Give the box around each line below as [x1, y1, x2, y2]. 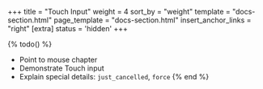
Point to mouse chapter [19, 55, 98, 64]
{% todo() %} [7, 39, 53, 49]
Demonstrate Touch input [19, 63, 104, 73]
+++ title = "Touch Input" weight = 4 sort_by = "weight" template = [7, 7, 231, 16]
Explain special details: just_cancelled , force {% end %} [19, 72, 210, 81]
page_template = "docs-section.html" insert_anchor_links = [53, 15, 252, 25]
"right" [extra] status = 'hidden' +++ [7, 24, 129, 33]
